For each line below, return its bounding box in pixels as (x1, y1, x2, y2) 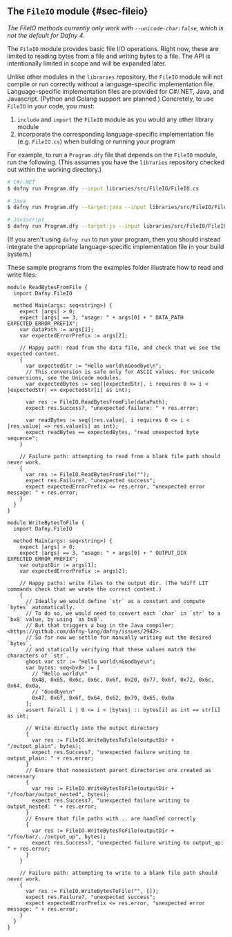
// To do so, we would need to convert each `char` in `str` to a (25, 610, 221, 617)
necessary (7, 773, 36, 780)
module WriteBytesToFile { (7, 520, 85, 526)
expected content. (7, 351, 60, 357)
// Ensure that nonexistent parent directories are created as (25, 767, 212, 774)
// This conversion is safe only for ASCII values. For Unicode (25, 368, 215, 375)
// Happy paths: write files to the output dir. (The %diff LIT (19, 580, 209, 587)
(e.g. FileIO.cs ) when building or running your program (17, 137, 175, 146)
